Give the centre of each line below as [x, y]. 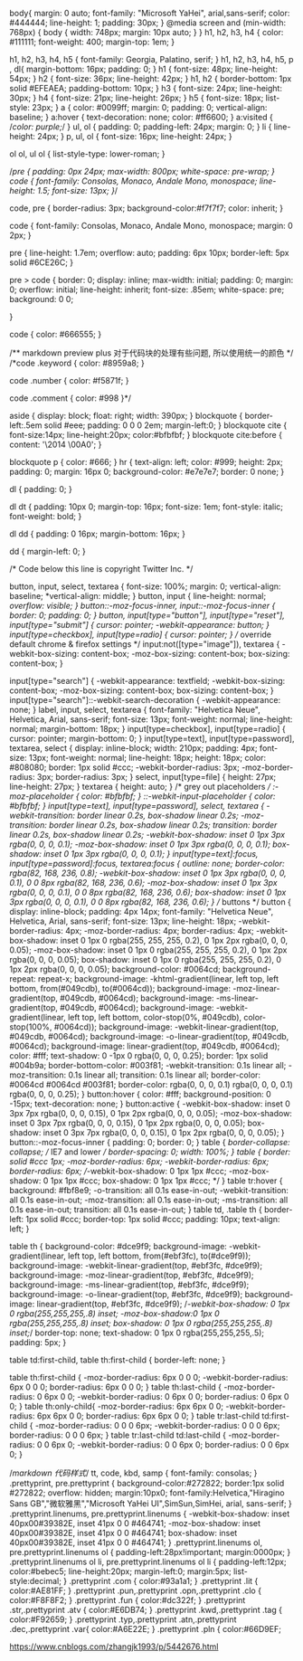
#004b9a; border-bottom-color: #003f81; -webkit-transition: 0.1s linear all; [148, 1065]
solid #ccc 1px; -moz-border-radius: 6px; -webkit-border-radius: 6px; [139, 1161]
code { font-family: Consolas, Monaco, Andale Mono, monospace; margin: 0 [151, 226]
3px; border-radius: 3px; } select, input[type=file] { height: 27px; [156, 777]
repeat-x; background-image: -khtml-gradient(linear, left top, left [158, 979]
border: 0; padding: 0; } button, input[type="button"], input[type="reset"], [147, 615]
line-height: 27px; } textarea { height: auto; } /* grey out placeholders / [140, 787]
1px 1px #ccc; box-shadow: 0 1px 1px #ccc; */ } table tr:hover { [166, 1181]
